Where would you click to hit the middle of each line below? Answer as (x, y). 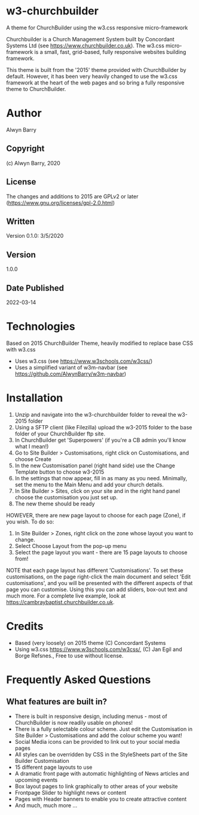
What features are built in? (57, 702)
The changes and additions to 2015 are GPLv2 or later (72, 196)
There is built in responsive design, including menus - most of (91, 716)
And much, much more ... (46, 805)
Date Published (35, 288)
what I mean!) (32, 446)
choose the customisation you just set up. (66, 497)
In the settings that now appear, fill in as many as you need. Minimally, (101, 478)
